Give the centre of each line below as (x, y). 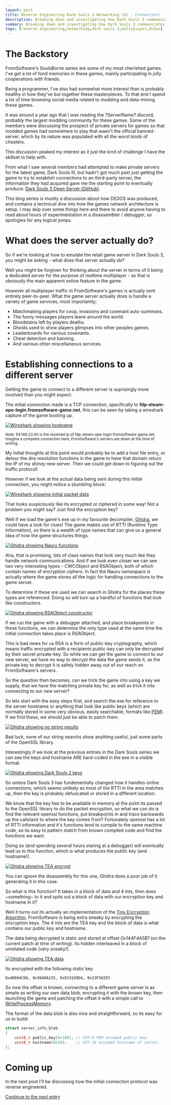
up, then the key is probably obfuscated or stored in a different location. (81, 793)
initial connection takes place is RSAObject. (51, 633)
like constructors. (23, 603)
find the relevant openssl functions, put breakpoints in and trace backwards (85, 814)
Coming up (29, 1068)
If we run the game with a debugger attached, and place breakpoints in (80, 622)
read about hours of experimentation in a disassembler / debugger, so (79, 215)
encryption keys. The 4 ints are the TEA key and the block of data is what (82, 923)
